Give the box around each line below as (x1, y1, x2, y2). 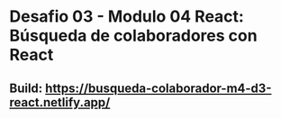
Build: (9, 80, 43, 96)
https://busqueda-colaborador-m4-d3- (44, 80, 272, 96)
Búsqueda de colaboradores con (9, 25, 258, 46)
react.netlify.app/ (9, 95, 111, 110)
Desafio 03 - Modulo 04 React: (9, 6, 245, 27)
